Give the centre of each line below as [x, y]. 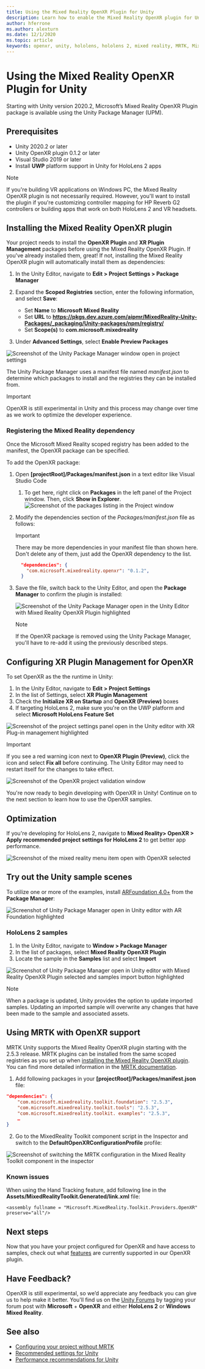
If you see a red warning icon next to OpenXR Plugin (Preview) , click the [98, 756]
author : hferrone [28, 23]
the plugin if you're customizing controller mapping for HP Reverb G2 [93, 202]
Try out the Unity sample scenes [69, 877]
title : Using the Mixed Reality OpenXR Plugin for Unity [80, 12]
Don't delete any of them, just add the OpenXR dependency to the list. [103, 554]
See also [23, 1332]
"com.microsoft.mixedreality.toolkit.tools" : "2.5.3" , [88, 1107]
